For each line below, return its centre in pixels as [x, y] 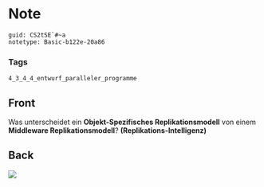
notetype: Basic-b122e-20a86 [57, 42]
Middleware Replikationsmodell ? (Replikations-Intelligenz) [108, 131]
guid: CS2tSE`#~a [37, 35]
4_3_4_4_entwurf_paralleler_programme [73, 79]
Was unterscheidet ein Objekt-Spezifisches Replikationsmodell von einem [132, 122]
